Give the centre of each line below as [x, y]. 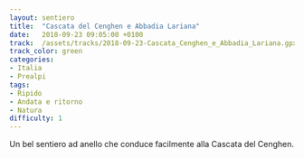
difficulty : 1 [36, 118]
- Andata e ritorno [46, 102]
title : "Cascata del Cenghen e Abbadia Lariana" [105, 26]
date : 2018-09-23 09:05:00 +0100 [76, 34]
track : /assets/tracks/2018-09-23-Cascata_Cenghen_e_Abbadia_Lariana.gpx [153, 43]
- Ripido [26, 93]
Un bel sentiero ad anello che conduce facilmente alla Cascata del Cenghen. [152, 144]
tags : [19, 85]
